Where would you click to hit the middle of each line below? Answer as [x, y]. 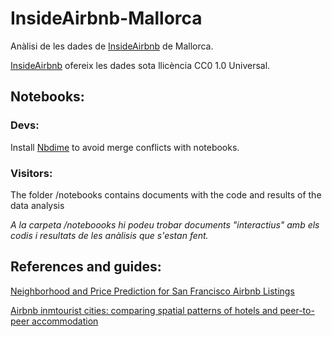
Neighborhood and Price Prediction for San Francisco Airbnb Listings [152, 291]
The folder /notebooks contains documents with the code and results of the [166, 194]
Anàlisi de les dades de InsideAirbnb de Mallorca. [112, 46]
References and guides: [86, 267]
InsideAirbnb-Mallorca [106, 18]
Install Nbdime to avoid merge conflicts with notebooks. [125, 147]
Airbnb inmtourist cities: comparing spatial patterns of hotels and [144, 310]
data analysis [37, 205]
